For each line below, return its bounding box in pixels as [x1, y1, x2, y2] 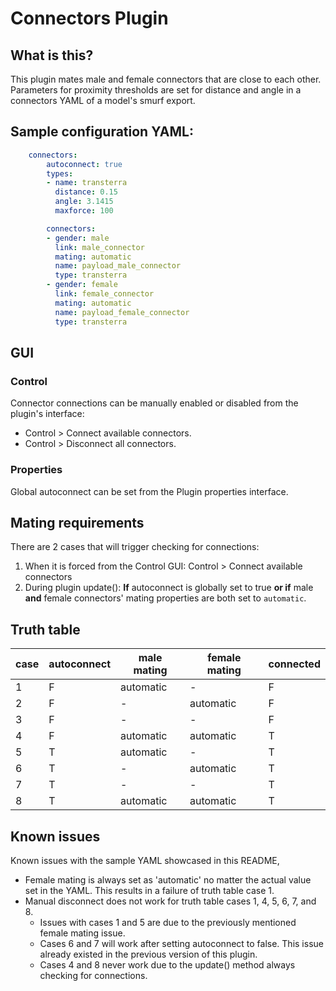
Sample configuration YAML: [10, 123, 194, 141]
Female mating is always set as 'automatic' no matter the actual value [24, 873, 312, 886]
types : [46, 168, 74, 179]
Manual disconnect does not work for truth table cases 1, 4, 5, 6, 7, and [24, 895, 317, 907]
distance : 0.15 [54, 187, 118, 197]
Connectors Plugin [10, 7, 169, 30]
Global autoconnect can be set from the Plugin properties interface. [10, 485, 289, 497]
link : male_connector [54, 242, 145, 252]
